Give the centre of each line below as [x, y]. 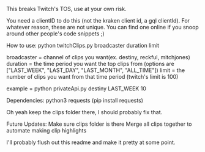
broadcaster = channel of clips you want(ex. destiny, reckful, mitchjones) [99, 57]
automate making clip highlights [47, 130]
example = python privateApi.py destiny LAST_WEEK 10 [76, 89]
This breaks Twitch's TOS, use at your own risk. [66, 9]
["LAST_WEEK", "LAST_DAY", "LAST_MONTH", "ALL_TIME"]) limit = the [96, 70]
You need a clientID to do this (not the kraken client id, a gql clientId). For [98, 20]
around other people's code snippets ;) [56, 34]
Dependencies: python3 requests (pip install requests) [75, 100]
